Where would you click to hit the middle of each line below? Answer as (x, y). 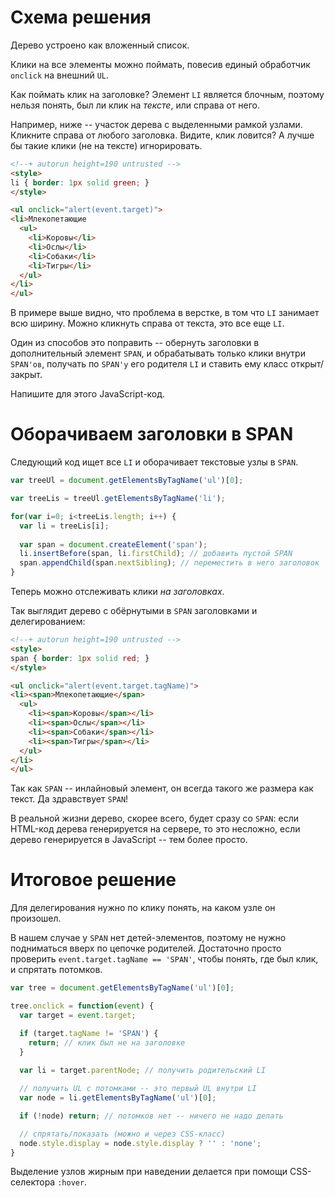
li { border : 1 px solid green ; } (80, 182)
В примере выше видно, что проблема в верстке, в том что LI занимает (165, 313)
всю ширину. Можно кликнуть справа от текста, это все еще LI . (147, 323)
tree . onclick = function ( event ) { (82, 1006)
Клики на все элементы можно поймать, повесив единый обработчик (160, 64)
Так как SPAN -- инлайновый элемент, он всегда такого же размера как (162, 788)
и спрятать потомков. (56, 970)
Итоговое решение (93, 880)
